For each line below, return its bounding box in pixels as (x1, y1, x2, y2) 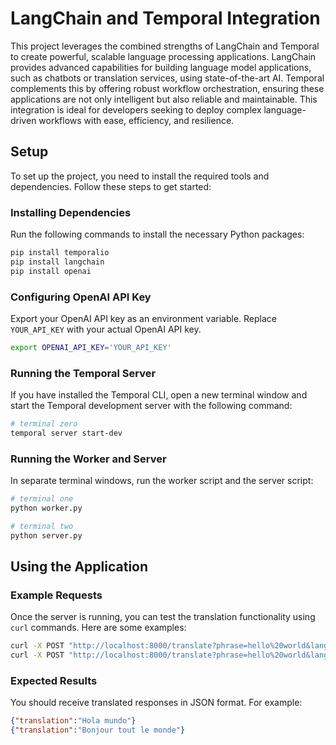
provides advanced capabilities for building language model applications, (10, 61, 312, 73)
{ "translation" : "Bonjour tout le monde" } (10, 725, 186, 736)
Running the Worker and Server (10, 452, 167, 466)
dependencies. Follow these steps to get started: (10, 180, 212, 192)
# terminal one (10, 494, 74, 504)
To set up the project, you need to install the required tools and (10, 170, 270, 182)
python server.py (10, 530, 83, 541)
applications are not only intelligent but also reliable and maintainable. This (10, 93, 318, 105)
